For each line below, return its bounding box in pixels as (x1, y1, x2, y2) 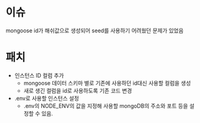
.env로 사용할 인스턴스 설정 (14, 94, 80, 102)
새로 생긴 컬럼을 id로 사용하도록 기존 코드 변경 (23, 86, 132, 94)
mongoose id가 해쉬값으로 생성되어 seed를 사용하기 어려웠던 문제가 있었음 (5, 27, 184, 34)
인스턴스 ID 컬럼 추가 (14, 71, 64, 79)
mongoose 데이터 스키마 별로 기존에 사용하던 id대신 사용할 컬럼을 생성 (23, 79, 191, 86)
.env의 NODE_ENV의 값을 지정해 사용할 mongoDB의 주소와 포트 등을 (23, 102, 188, 110)
